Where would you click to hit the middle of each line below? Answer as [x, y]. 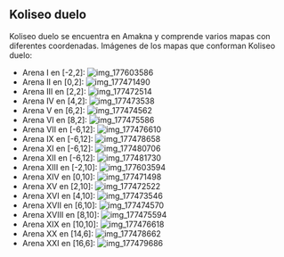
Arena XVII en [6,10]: [60, 205]
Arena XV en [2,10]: [57, 186]
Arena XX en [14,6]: [58, 233]
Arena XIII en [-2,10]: [60, 167]
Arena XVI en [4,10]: [59, 195]
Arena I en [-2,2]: [54, 72]
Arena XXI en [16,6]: [59, 243]
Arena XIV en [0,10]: [59, 177]
